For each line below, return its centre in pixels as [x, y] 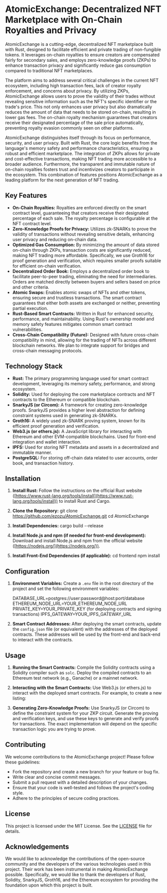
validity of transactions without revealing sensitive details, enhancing [83, 234]
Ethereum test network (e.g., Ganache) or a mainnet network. [75, 678]
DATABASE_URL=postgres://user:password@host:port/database [79, 598]
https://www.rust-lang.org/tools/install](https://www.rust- [75, 496]
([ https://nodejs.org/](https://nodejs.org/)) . [56, 546]
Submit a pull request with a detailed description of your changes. [80, 782]
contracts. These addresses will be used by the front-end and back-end [86, 634]
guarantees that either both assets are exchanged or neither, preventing [86, 303]
